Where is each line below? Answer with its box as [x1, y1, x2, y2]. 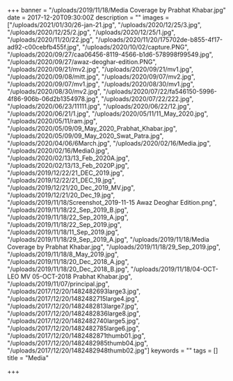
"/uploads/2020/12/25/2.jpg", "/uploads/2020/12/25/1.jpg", [7, 28, 176, 36]
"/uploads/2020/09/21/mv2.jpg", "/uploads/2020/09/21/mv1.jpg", [7, 65, 193, 73]
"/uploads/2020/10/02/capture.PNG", [82, 43, 189, 51]
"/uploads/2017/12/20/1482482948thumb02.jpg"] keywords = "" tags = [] [7, 346, 218, 355]
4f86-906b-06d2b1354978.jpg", [7, 95, 100, 103]
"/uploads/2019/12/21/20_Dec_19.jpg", [7, 191, 115, 199]
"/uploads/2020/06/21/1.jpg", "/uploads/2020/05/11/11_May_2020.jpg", [7, 109, 209, 118]
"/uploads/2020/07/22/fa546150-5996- [103, 87, 218, 95]
